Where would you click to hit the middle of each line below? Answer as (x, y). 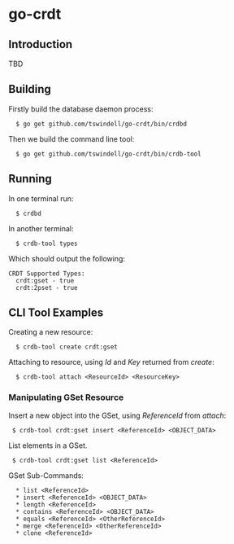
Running (30, 179)
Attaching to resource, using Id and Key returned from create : (111, 362)
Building (30, 89)
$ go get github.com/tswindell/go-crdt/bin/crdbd (101, 124)
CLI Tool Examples (56, 313)
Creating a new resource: (51, 332)
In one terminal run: (41, 198)
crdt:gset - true (45, 281)
